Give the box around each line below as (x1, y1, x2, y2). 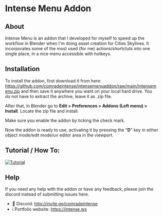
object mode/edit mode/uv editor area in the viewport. (5, 132, 114, 138)
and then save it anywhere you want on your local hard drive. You (21, 88, 152, 94)
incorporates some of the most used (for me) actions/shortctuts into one (5, 46, 150, 51)
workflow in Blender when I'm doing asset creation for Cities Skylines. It (5, 40, 149, 46)
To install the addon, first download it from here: (5, 78, 102, 83)
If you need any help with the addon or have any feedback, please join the (5, 186, 154, 192)
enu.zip (5, 88, 20, 94)
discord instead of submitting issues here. (5, 191, 89, 197)
